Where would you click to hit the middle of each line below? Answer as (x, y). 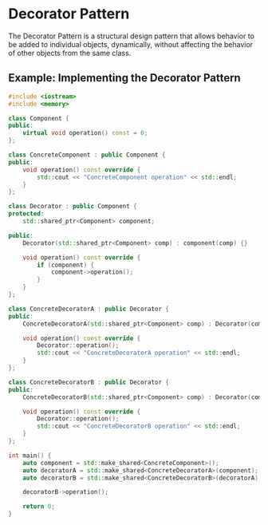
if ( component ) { (65, 265)
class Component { (39, 118)
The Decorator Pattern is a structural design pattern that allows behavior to (132, 36)
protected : (26, 214)
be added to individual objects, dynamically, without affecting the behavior (131, 44)
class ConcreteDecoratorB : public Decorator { (89, 382)
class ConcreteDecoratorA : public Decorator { (89, 309)
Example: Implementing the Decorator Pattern (124, 78)
